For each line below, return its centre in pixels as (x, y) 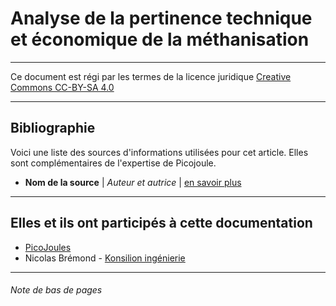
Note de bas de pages (56, 290)
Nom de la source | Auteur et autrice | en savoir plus (133, 182)
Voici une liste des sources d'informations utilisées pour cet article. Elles (159, 152)
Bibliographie (53, 128)
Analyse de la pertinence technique (161, 18)
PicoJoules (48, 247)
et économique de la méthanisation (160, 39)
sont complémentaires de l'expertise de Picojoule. (113, 163)
